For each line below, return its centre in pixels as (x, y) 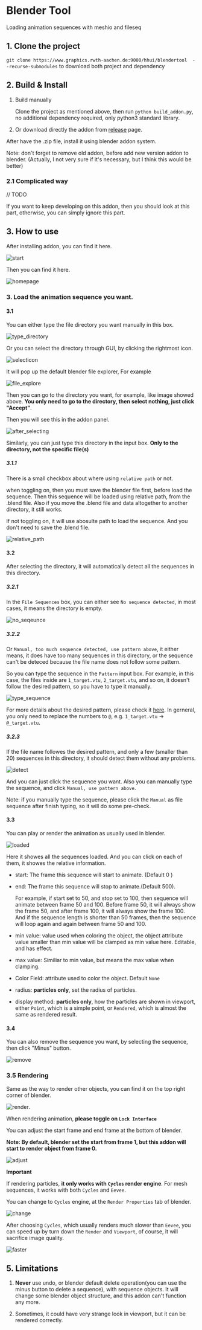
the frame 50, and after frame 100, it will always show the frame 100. (100, 911)
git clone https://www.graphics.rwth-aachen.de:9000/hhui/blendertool (97, 60)
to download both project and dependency (112, 66)
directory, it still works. (34, 509)
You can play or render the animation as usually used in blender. (86, 834)
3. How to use (33, 232)
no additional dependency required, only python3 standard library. (97, 118)
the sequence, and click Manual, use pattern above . (71, 788)
